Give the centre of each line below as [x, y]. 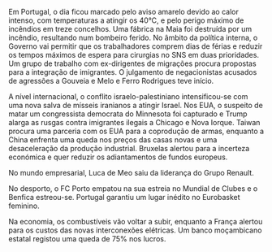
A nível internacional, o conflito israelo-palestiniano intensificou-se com [128, 96]
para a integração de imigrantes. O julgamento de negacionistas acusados [133, 72]
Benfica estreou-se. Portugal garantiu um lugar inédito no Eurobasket [125, 197]
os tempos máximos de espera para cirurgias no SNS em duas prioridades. [134, 55]
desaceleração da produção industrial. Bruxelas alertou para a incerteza [129, 148]
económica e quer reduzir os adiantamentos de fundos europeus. [118, 157]
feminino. [24, 206]
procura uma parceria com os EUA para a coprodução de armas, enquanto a [136, 131]
